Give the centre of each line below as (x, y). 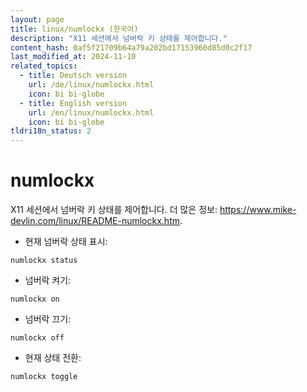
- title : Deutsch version (73, 76)
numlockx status (44, 261)
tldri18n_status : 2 (51, 131)
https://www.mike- (258, 210)
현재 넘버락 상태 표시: (66, 242)
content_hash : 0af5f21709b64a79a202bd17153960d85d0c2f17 (131, 47)
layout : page (37, 19)
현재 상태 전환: (53, 358)
